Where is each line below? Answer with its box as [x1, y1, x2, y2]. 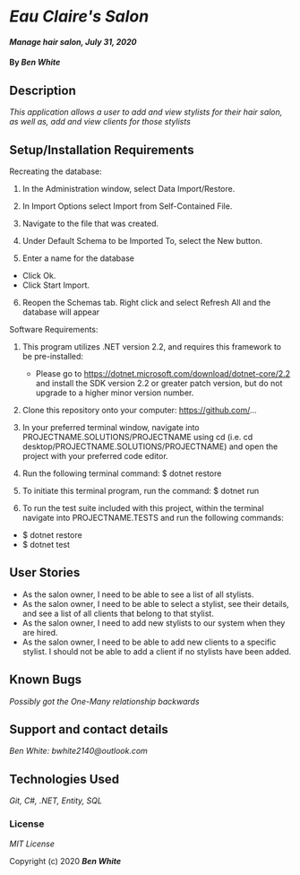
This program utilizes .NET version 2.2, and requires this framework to [21, 342, 282, 351]
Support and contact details [9, 722, 168, 737]
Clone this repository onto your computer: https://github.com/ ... [21, 405, 257, 415]
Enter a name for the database [21, 253, 134, 264]
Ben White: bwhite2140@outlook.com [9, 746, 148, 757]
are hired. [21, 627, 58, 637]
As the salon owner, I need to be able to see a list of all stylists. [21, 589, 254, 600]
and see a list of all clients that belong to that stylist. [21, 608, 215, 619]
